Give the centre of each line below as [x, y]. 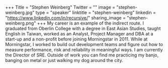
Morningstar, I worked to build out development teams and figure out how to [84, 44]
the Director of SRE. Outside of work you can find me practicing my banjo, [82, 55]
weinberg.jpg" [20, 12]
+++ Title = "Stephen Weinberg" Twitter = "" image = [60, 7]
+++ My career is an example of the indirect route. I [91, 23]
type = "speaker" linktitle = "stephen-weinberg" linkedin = [96, 12]
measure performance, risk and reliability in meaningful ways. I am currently [84, 50]
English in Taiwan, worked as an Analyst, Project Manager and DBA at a [79, 34]
